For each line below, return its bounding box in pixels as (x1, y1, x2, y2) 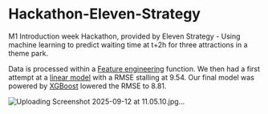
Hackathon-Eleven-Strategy (8, 5, 201, 23)
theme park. (8, 48, 49, 58)
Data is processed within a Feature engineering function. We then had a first (8, 63, 261, 73)
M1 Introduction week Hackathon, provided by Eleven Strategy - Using (8, 31, 241, 41)
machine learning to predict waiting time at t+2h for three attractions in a (8, 39, 248, 49)
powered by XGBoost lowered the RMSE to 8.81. (8, 81, 167, 91)
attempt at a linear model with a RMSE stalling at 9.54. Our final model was (8, 72, 255, 82)
